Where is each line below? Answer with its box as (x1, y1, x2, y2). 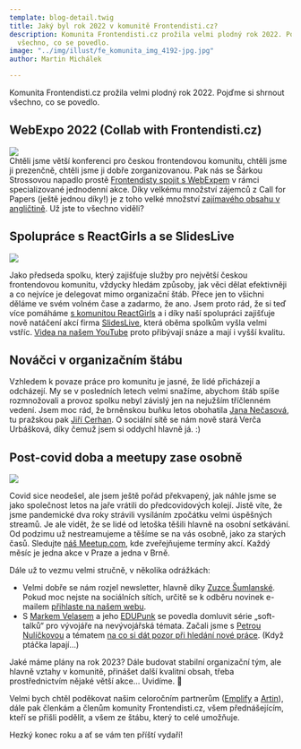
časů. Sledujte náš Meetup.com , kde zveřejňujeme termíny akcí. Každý (9, 538, 271, 549)
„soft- (254, 611, 276, 622)
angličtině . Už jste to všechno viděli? (9, 202, 145, 213)
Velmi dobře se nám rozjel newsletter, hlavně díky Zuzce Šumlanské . (21, 582, 276, 593)
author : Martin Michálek (9, 55, 102, 64)
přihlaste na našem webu (51, 601, 145, 612)
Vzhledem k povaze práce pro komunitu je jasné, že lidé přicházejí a (9, 376, 261, 387)
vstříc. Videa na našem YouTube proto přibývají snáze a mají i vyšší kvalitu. (9, 326, 286, 337)
